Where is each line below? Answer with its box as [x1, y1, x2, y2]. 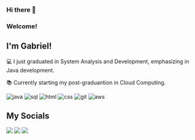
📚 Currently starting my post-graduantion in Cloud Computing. [6, 79, 166, 86]
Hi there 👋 [6, 6, 37, 14]
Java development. [6, 66, 55, 74]
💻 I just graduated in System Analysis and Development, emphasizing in [6, 58, 189, 65]
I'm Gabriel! [6, 41, 52, 52]
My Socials [6, 111, 50, 122]
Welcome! [6, 21, 38, 30]
